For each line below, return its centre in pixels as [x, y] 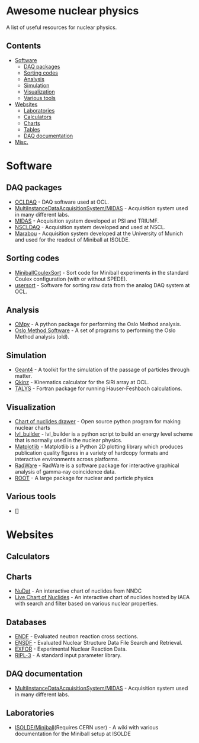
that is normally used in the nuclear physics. [68, 440]
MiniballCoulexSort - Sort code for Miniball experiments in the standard [102, 272]
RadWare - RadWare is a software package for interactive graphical [97, 465]
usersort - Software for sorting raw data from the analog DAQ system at [102, 285]
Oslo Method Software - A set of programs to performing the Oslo [95, 330]
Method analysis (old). [42, 337]
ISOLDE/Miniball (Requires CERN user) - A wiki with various [86, 727]
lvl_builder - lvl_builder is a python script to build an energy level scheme [104, 434]
